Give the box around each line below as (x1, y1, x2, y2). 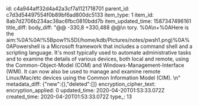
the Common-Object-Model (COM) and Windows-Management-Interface (6, 62, 184, 69)
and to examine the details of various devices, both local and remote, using (6, 56, 189, 62)
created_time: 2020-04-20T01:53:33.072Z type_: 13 (6, 93, 132, 100)
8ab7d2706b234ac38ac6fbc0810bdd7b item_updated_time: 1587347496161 (6, 18, 191, 24)
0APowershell (6, 43, 40, 50)
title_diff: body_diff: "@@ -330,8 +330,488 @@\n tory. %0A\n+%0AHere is (6, 24, 189, 31)
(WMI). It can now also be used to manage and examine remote (6, 68, 161, 75)
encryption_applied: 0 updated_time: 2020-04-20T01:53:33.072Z (6, 87, 165, 94)
